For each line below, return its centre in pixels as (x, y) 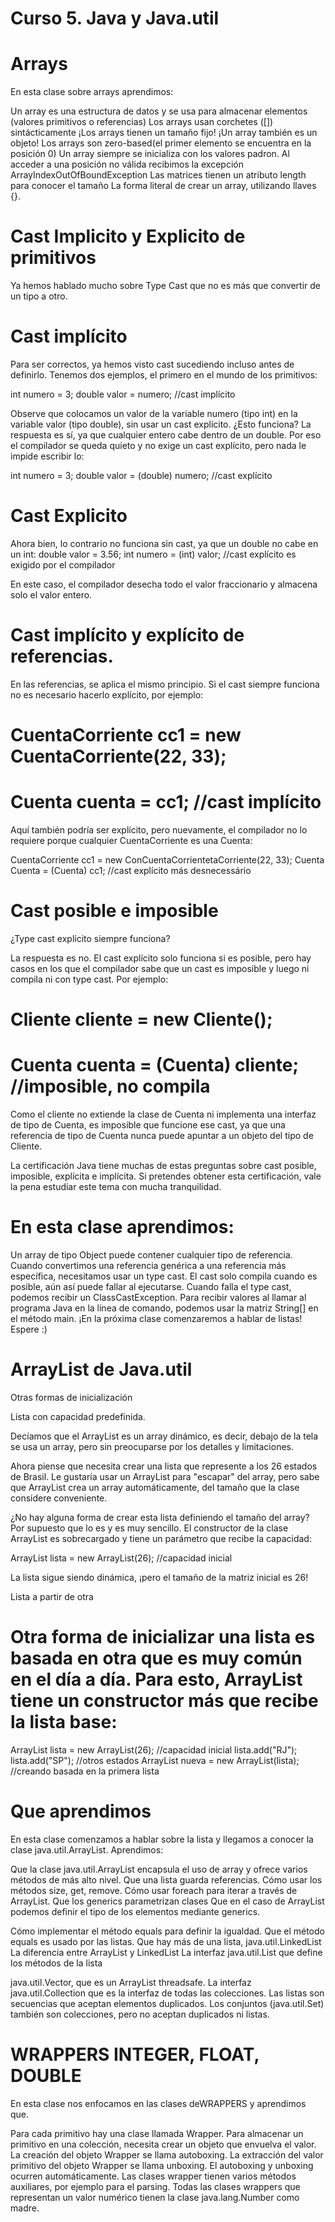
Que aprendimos (81, 1811)
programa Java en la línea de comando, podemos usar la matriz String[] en (164, 1308)
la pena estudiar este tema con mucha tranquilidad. (116, 1187)
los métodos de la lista (56, 1963)
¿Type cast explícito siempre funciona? (90, 938)
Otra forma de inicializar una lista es (163, 1637)
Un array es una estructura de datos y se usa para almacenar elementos (159, 111)
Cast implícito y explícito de (127, 635)
